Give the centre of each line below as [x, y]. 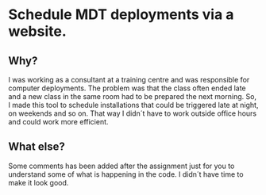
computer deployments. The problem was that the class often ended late [127, 88]
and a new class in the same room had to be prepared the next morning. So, [132, 96]
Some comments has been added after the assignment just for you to [121, 166]
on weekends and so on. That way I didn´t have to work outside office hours [132, 113]
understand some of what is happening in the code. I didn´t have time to [126, 174]
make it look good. [39, 182]
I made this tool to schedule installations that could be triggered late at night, [133, 105]
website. [38, 31]
